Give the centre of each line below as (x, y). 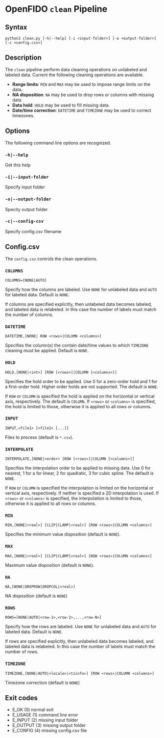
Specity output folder (26, 209)
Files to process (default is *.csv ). (39, 437)
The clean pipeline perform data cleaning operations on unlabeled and (76, 69)
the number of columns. (29, 315)
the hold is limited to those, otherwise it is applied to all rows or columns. (78, 406)
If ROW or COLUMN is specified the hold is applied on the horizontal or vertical (80, 396)
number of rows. (22, 652)
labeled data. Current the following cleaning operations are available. (74, 75)
